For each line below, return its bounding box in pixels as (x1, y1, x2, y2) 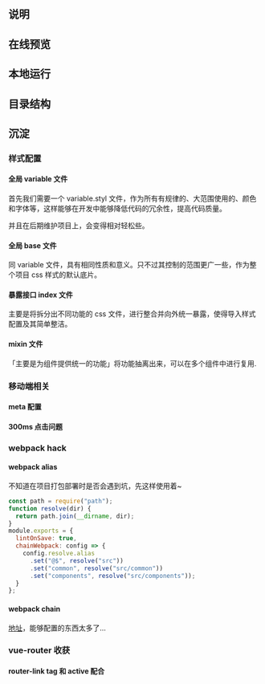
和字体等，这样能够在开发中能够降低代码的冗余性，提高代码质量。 (8, 204, 226, 214)
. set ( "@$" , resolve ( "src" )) (29, 556, 124, 564)
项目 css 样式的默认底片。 (14, 270, 102, 279)
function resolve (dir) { (8, 504, 92, 512)
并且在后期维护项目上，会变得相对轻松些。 (8, 221, 149, 230)
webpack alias (8, 462, 58, 472)
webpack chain (8, 604, 61, 613)
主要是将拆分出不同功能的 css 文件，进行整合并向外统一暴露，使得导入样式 (8, 309, 256, 319)
